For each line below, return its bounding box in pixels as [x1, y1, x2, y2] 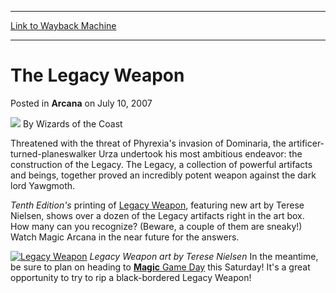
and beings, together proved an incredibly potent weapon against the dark [10, 169, 317, 181]
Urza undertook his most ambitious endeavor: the [98, 147, 303, 160]
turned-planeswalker [10, 147, 97, 160]
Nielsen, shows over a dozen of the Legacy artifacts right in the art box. [10, 209, 305, 221]
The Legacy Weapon [10, 64, 185, 87]
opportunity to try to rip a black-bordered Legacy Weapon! [10, 271, 252, 283]
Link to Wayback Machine [10, 20, 117, 31]
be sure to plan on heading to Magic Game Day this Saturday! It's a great [10, 261, 311, 273]
